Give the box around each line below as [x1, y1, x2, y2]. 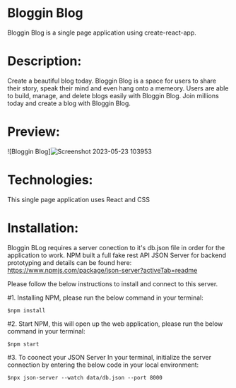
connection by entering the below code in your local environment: [7, 360, 199, 369]
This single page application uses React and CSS [7, 195, 151, 204]
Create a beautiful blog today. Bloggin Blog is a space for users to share [7, 76, 217, 85]
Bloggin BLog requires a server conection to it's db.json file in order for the [7, 243, 225, 252]
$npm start [7, 341, 40, 348]
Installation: [7, 220, 79, 236]
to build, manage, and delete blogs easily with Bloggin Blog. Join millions [7, 91, 219, 100]
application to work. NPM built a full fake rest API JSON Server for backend [7, 251, 227, 259]
